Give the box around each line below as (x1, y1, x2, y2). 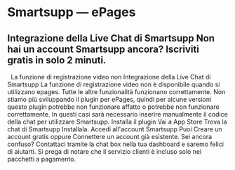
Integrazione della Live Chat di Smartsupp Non (7, 32, 215, 44)
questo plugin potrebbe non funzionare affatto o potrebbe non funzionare (7, 103, 220, 111)
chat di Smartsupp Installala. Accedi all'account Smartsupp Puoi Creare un (7, 125, 222, 133)
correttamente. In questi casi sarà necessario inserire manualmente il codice (7, 110, 228, 118)
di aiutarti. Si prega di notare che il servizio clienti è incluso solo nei (7, 148, 202, 155)
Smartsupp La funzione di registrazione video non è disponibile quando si (7, 80, 220, 89)
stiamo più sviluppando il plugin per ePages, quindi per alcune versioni (7, 96, 212, 103)
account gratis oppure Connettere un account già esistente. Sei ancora (7, 133, 213, 140)
